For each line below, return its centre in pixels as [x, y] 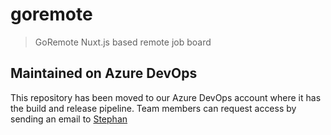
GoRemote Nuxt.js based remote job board [123, 42]
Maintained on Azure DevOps [104, 73]
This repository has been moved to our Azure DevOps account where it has [166, 97]
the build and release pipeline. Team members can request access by [153, 108]
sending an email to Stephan [69, 119]
